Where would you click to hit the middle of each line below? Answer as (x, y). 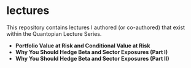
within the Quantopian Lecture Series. (54, 33)
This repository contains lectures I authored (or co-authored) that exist (96, 27)
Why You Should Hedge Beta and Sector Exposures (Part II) (92, 58)
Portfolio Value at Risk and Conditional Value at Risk (83, 46)
